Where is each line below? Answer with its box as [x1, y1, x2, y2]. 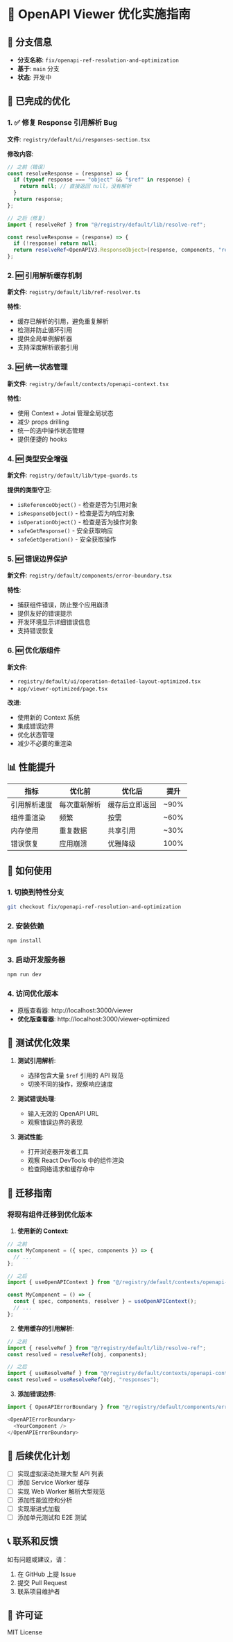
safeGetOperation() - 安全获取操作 [17, 535, 116, 543]
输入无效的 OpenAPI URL [27, 1109, 99, 1118]
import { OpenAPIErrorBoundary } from [7, 1403, 119, 1411]
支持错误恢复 [17, 627, 54, 635]
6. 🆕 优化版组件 [7, 646, 61, 655]
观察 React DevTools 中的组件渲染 [27, 1156, 125, 1165]
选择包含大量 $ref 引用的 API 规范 [27, 1071, 124, 1080]
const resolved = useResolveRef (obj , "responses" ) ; [7, 1376, 159, 1383]
